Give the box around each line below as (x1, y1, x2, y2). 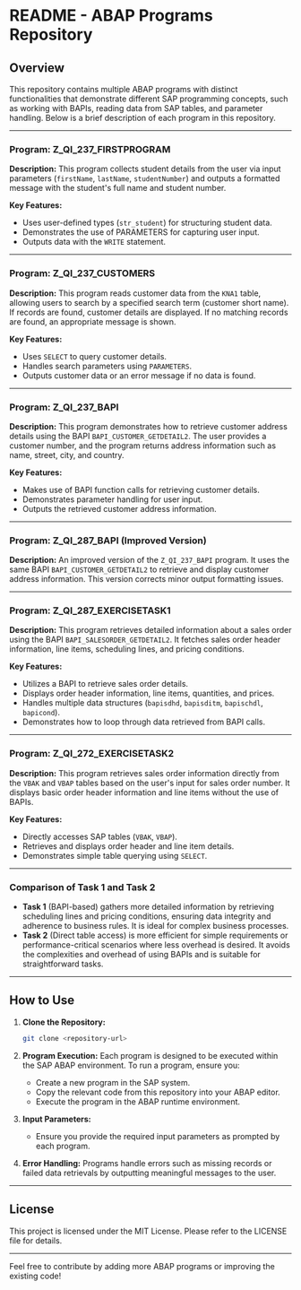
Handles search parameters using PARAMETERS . (21, 360, 193, 371)
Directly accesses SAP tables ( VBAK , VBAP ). (21, 831, 177, 842)
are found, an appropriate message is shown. (9, 316, 176, 327)
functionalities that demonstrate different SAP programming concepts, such (9, 93, 288, 104)
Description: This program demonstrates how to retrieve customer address (9, 420, 288, 431)
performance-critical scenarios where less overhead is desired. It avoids (21, 939, 291, 950)
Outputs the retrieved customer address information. (21, 503, 217, 514)
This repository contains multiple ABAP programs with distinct (9, 84, 238, 94)
